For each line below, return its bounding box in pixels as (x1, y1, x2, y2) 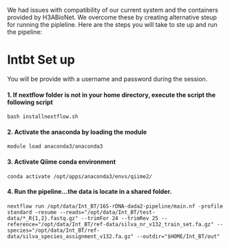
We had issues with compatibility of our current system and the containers (7, 6, 218, 14)
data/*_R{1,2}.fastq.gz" (7, 215, 79, 221)
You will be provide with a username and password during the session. (7, 75, 208, 83)
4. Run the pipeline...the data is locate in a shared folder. (7, 188, 172, 196)
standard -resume (7, 208, 57, 216)
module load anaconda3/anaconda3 (7, 143, 103, 150)
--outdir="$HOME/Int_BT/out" (136, 233, 220, 240)
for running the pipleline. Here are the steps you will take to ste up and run (7, 21, 218, 28)
